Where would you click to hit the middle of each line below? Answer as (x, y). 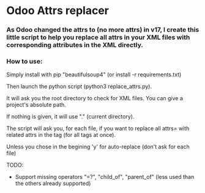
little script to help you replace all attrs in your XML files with (98, 37)
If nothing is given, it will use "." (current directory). (70, 117)
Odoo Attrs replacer (58, 11)
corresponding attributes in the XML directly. (75, 45)
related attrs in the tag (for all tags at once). (61, 135)
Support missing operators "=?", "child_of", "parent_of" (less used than (105, 177)
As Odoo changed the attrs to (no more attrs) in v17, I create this (103, 30)
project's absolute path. (36, 105)
